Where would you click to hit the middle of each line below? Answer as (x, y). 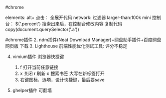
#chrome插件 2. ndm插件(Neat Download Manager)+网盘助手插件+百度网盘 (83, 40)
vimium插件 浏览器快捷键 (38, 56)
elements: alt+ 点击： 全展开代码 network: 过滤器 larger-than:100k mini (78, 17)
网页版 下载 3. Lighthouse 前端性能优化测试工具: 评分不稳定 (66, 46)
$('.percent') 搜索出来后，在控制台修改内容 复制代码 (69, 24)
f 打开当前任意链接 (39, 67)
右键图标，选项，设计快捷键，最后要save (62, 80)
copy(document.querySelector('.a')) (42, 29)
